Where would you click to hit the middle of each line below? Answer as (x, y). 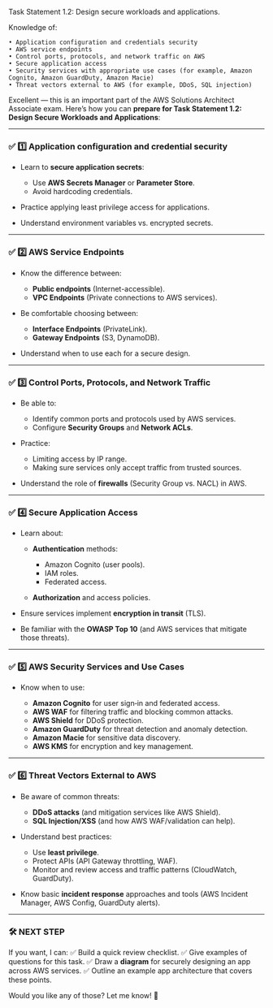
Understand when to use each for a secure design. (105, 353)
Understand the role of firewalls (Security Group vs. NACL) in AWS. (134, 483)
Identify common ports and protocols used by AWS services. (134, 418)
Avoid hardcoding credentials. (82, 192)
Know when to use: (52, 688)
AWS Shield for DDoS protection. (88, 720)
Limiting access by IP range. (80, 459)
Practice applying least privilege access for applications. (115, 207)
